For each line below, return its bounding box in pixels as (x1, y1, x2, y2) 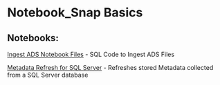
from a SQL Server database (7, 71, 89, 79)
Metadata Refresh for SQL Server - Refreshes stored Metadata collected (7, 64, 214, 71)
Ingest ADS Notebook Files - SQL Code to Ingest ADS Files (7, 50, 175, 58)
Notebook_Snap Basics (7, 5, 143, 21)
